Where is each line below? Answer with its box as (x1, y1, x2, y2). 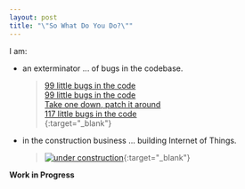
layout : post (9, 12, 58, 22)
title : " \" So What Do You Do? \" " (9, 21, 134, 30)
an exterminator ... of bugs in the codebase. (21, 63, 184, 74)
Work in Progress (9, 169, 75, 180)
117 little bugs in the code (44, 108, 137, 119)
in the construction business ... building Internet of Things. (21, 135, 237, 146)
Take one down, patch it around (44, 98, 161, 109)
